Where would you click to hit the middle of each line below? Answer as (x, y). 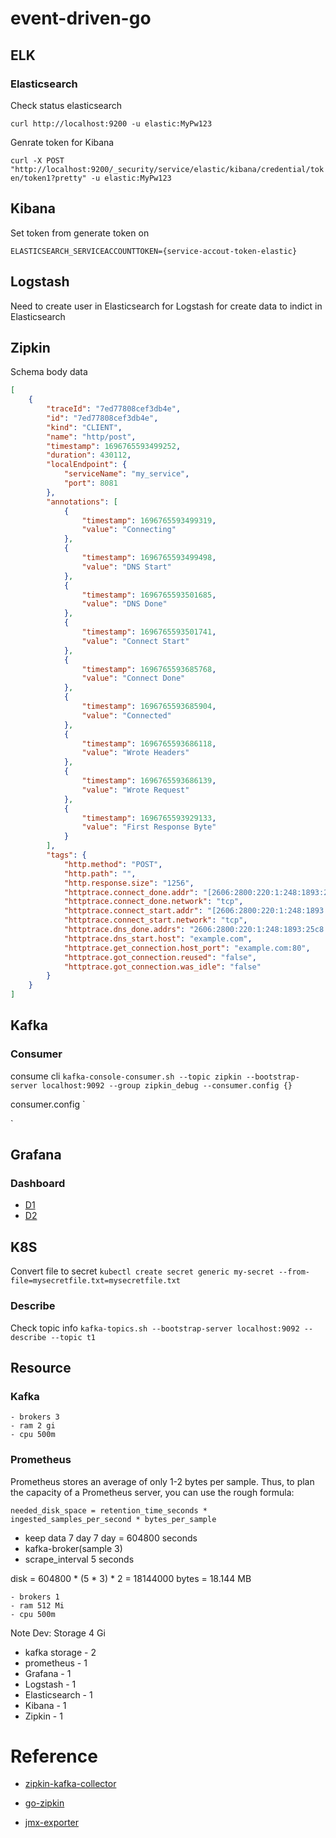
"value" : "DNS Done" (124, 604)
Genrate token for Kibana (62, 142)
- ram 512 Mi (37, 1605)
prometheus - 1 (56, 1663)
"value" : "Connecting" (129, 530)
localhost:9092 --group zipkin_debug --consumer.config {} (167, 1085)
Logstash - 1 (50, 1684)
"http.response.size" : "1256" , (129, 883)
